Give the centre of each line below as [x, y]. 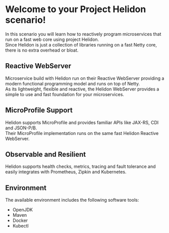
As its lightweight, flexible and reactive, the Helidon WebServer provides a [82, 89]
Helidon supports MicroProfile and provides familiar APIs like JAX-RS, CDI [82, 122]
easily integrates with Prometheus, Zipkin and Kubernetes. [66, 172]
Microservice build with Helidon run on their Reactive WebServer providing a [85, 78]
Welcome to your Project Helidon [76, 9]
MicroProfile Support [39, 110]
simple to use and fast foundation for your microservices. [65, 94]
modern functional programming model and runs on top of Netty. [73, 83]
